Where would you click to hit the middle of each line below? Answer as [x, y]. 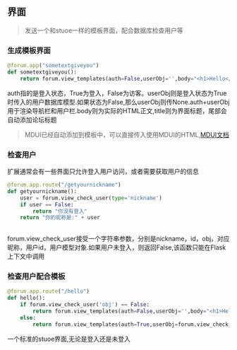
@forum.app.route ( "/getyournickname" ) [64, 185]
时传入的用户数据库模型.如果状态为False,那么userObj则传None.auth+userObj [119, 102]
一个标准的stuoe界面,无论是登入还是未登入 [69, 339]
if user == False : [47, 204]
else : [28, 317]
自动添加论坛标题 [32, 119]
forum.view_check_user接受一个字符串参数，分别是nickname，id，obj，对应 [119, 239]
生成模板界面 [29, 50]
